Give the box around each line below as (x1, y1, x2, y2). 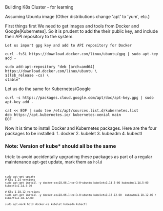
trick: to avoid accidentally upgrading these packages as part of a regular (5, 154, 153, 160)
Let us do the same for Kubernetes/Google (5, 86, 91, 92)
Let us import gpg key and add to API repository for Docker (5, 43, 132, 48)
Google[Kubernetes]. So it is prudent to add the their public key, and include (5, 28, 158, 34)
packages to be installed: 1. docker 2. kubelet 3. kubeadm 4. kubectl (5, 131, 143, 136)
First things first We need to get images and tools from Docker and (5, 23, 139, 29)
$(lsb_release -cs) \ (5, 73, 49, 78)
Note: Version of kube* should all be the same (5, 142, 116, 149)
